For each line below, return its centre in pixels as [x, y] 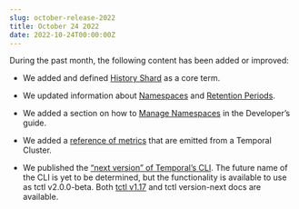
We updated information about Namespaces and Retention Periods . [149, 95]
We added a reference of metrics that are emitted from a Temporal [147, 141]
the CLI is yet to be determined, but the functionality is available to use [154, 177]
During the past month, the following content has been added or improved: [149, 61]
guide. [35, 123]
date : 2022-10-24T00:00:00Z [63, 35]
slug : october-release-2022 [63, 18]
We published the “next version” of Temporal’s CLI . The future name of [155, 168]
